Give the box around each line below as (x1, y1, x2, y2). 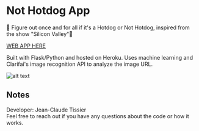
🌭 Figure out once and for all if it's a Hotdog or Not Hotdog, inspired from (6, 24, 190, 31)
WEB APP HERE (6, 42, 46, 49)
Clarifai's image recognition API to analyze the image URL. (6, 60, 153, 68)
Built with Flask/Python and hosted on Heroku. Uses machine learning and (6, 54, 194, 61)
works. (6, 119, 24, 126)
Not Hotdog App (6, 4, 90, 18)
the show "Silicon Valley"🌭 (6, 30, 73, 37)
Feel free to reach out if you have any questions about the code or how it (6, 112, 189, 119)
